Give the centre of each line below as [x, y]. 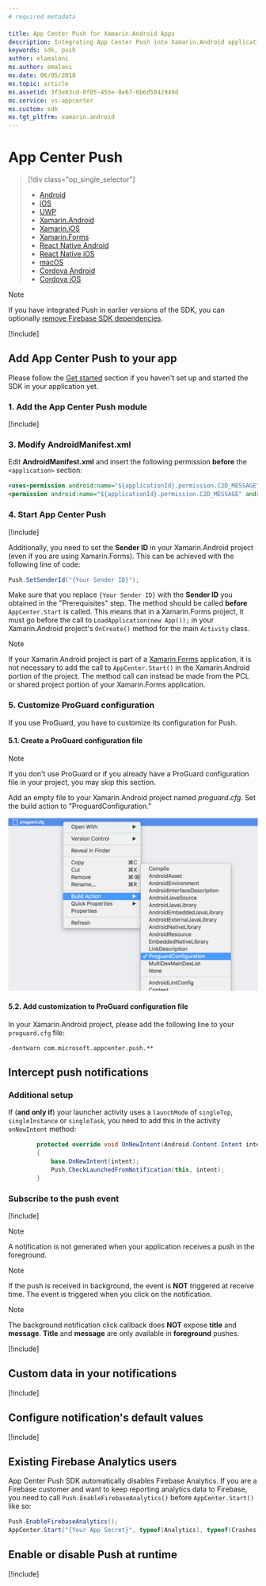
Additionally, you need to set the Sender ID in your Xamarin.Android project [131, 547]
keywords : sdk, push [42, 50]
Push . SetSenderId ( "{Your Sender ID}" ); [74, 579]
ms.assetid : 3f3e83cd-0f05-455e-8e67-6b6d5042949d [93, 92]
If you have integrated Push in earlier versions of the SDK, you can [117, 310]
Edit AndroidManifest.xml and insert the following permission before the [127, 462]
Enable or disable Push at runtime [93, 1555]
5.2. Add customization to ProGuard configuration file [98, 1006]
